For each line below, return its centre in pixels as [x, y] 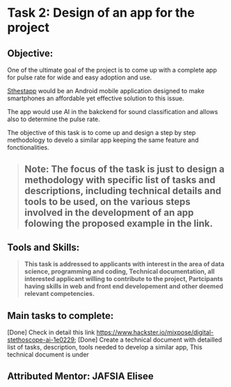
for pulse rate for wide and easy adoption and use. [80, 77]
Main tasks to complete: [61, 316]
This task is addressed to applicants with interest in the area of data [124, 264]
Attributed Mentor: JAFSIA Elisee [81, 376]
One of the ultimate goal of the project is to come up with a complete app [112, 70]
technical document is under [48, 355]
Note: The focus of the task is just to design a [124, 169]
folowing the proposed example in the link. [119, 224]
